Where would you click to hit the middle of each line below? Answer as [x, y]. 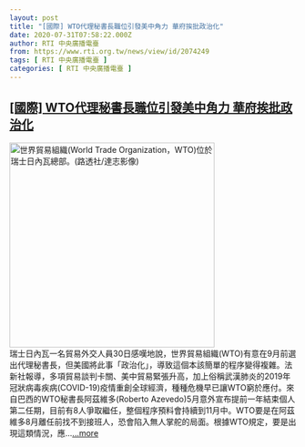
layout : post [34, 18]
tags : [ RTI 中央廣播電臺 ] [58, 60]
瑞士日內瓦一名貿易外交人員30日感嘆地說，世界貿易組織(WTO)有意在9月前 [149, 353]
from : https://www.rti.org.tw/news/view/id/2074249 [109, 52]
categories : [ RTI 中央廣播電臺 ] [71, 69]
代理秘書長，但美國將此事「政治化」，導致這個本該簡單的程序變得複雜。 [151, 364]
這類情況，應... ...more [58, 432]
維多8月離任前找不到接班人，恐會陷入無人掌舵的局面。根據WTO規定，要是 [149, 422]
